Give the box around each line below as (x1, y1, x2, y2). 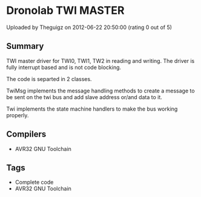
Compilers (6, 129, 47, 140)
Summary (6, 41, 44, 51)
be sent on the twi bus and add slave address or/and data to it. (6, 93, 162, 100)
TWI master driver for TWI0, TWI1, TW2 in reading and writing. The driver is (6, 57, 195, 64)
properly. (6, 111, 29, 118)
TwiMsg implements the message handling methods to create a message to (6, 87, 195, 94)
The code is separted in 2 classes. (6, 75, 92, 82)
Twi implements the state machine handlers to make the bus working (6, 105, 178, 112)
